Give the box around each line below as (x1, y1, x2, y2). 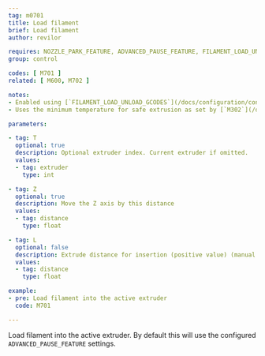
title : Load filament (8, 19, 80, 27)
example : (8, 287, 37, 295)
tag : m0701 (8, 11, 44, 20)
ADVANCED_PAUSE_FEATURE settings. (8, 339, 116, 348)
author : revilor (8, 33, 62, 42)
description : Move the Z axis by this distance (15, 200, 175, 208)
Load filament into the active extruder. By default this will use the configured (8, 330, 256, 339)
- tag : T (8, 134, 37, 142)
